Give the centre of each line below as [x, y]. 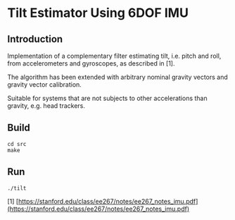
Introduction [35, 39]
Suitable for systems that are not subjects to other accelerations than [107, 98]
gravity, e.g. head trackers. [46, 106]
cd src [17, 144]
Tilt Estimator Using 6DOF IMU [98, 13]
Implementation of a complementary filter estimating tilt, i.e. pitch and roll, [114, 56]
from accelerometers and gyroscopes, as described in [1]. [91, 63]
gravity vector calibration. [45, 85]
